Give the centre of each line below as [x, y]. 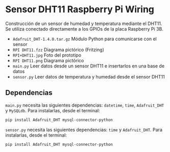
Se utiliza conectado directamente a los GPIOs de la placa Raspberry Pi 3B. [84, 29]
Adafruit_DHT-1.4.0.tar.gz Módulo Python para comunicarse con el [84, 39]
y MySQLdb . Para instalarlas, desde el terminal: [53, 110]
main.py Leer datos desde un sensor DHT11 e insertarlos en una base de [89, 66]
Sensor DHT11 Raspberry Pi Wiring [80, 9]
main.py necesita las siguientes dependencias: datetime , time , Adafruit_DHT [85, 105]
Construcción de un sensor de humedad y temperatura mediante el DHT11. [84, 23]
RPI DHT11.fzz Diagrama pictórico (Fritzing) [58, 49]
